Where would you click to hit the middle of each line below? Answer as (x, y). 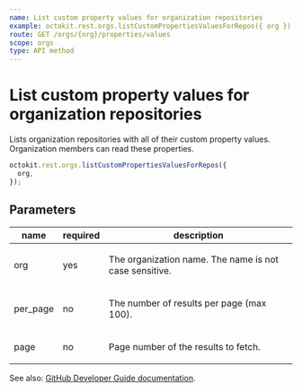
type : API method (42, 51)
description (198, 235)
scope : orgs (31, 43)
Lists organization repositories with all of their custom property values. (140, 139)
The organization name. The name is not (193, 259)
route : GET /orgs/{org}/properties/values (90, 34)
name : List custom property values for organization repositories (136, 17)
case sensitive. (140, 270)
